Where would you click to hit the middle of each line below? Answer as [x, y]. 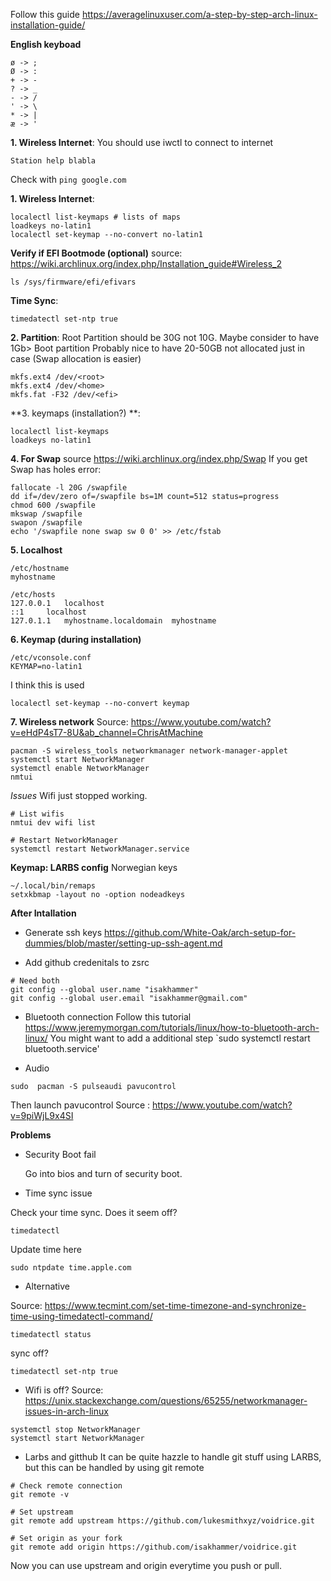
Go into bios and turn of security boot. [103, 1173]
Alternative [47, 1286]
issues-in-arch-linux [66, 1411]
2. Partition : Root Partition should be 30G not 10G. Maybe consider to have [165, 337]
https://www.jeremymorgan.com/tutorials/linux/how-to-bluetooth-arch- [172, 1027]
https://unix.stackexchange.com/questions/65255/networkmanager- [166, 1400]
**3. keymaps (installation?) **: [75, 413]
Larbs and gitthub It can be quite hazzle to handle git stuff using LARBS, [173, 1457]
